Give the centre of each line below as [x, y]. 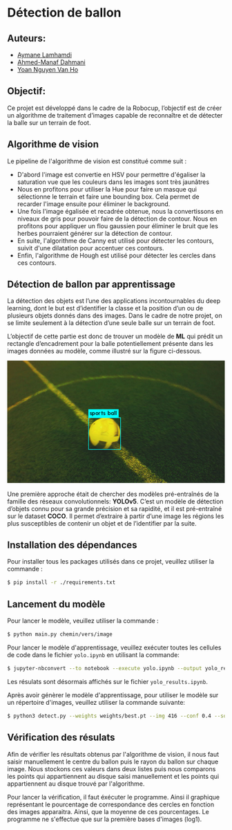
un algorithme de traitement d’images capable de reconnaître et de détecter [115, 115]
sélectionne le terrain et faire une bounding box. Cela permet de [108, 196]
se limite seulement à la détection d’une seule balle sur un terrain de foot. [112, 323]
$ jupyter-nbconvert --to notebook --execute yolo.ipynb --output [105, 669]
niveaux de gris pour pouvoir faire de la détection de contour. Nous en [117, 219]
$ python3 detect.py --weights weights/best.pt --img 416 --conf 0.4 [109, 716]
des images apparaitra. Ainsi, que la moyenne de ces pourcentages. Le [108, 811]
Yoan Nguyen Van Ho [48, 70]
